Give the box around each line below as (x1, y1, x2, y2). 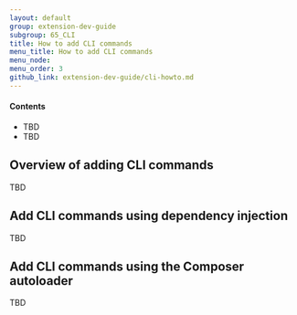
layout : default (9, 13, 71, 23)
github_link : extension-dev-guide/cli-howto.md (9, 73, 195, 82)
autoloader (9, 273, 73, 289)
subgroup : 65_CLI (9, 30, 76, 39)
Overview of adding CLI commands (9, 157, 215, 173)
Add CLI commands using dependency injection (9, 208, 289, 224)
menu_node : (9, 56, 51, 65)
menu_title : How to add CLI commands (9, 47, 154, 57)
